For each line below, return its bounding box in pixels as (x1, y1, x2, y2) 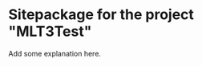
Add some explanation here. (8, 49, 102, 58)
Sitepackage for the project (8, 6, 195, 24)
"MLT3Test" (8, 22, 92, 41)
